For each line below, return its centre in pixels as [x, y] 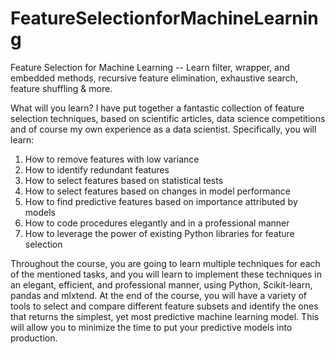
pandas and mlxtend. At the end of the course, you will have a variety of [159, 295]
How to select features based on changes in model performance [157, 191]
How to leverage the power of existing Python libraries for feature [159, 233]
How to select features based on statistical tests [124, 180]
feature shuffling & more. [61, 88]
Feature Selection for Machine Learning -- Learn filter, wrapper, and [150, 67]
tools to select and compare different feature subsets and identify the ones [164, 306]
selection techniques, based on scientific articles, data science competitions [168, 118]
